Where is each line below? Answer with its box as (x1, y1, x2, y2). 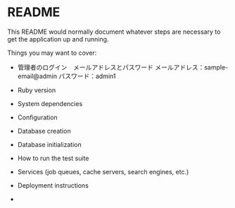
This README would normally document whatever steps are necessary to (7, 27, 221, 36)
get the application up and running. (7, 34, 109, 43)
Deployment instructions (17, 181, 89, 190)
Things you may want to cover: (7, 48, 97, 57)
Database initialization (17, 140, 82, 148)
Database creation (17, 126, 72, 135)
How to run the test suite (17, 154, 89, 162)
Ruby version (17, 86, 56, 94)
